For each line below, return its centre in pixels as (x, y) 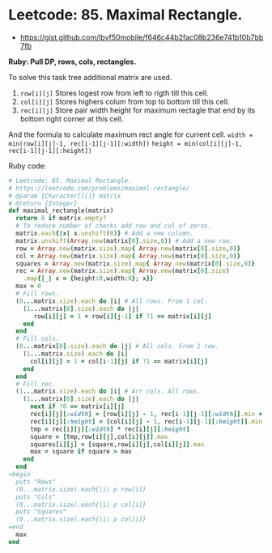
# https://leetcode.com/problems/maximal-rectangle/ (99, 188)
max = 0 (29, 286)
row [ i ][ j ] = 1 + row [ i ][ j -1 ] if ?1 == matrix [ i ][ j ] (123, 316)
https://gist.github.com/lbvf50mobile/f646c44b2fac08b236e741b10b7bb (142, 37)
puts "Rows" (36, 482)
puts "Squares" (41, 512)
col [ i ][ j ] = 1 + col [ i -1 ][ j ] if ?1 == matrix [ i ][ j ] (119, 361)
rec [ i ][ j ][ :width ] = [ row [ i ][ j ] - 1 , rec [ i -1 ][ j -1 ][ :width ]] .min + (146, 415)
